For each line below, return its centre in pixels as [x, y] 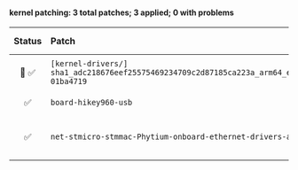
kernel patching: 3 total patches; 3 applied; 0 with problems [122, 12]
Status [28, 42]
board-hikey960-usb [91, 103]
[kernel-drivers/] [89, 64]
